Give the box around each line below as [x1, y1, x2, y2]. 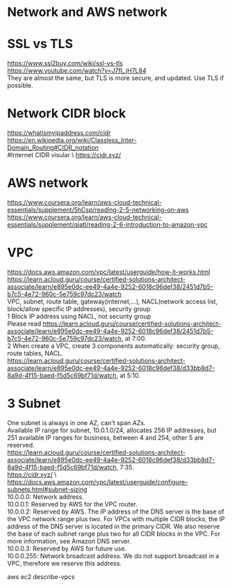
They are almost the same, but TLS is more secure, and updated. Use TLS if [7, 74, 224, 82]
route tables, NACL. [7, 349, 64, 357]
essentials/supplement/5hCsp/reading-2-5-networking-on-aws [7, 206, 189, 214]
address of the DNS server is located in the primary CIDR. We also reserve [7, 522, 220, 530]
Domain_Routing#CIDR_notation [7, 143, 99, 152]
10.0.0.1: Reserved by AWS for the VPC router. [7, 500, 138, 508]
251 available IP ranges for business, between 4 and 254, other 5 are [7, 433, 204, 442]
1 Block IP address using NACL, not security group [7, 312, 151, 320]
